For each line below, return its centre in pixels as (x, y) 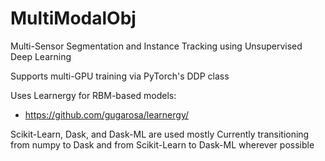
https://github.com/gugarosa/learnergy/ (106, 114)
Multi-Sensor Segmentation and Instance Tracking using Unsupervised (156, 46)
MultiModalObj (73, 18)
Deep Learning (41, 56)
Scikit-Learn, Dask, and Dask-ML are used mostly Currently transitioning (160, 134)
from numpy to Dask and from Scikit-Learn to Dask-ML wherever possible (162, 144)
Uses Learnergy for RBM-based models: (93, 95)
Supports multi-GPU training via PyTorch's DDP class (120, 76)
